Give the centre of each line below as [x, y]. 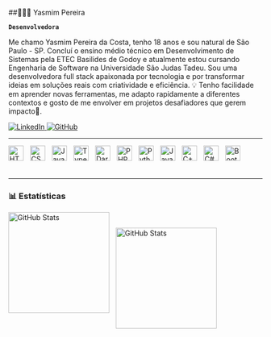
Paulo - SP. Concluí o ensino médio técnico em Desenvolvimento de [121, 51]
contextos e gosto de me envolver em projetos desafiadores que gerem [127, 102]
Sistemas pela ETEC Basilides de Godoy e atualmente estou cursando [124, 59]
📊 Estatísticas [37, 196]
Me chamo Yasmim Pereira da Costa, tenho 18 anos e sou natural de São [129, 42]
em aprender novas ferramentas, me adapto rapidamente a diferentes [124, 94]
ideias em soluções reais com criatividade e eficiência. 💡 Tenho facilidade [131, 85]
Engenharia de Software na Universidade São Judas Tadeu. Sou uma [123, 68]
